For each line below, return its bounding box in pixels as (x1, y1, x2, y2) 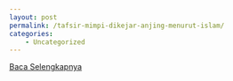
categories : (9, 29, 53, 38)
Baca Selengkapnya (9, 62, 83, 72)
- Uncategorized (25, 37, 86, 47)
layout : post (9, 12, 58, 22)
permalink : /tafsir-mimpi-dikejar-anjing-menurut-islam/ (9, 21, 225, 30)
